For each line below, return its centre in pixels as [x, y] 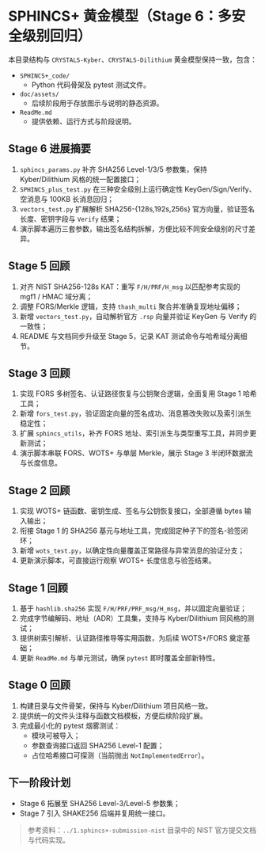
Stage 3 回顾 [40, 373]
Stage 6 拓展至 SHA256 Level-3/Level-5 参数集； [100, 803]
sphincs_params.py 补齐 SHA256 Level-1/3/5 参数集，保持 [113, 169]
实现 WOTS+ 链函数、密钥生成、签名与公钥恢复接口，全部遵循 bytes [131, 511]
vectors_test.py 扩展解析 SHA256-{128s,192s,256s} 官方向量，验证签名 [137, 209]
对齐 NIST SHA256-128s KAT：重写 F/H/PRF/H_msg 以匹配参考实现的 [130, 287]
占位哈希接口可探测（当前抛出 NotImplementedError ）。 [120, 755]
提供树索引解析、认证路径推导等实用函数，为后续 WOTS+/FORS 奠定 [131, 638]
